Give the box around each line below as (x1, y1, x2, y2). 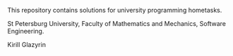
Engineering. (7, 27, 44, 35)
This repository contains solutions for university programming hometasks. (7, 6, 222, 14)
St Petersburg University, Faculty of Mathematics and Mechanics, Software (7, 20, 226, 27)
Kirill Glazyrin (7, 41, 46, 48)
